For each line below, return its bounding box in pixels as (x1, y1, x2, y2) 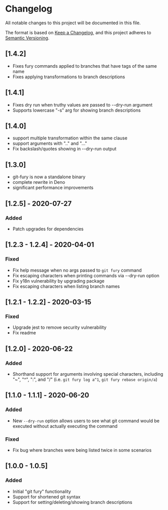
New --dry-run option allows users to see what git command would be (12, 418, 160, 424)
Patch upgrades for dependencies (12, 226, 84, 232)
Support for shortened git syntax (12, 493, 81, 500)
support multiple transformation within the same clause (12, 135, 128, 141)
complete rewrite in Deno (12, 179, 66, 185)
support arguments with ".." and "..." (12, 140, 87, 146)
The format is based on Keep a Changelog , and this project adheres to (5, 29, 151, 35)
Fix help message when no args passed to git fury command (12, 267, 142, 273)
